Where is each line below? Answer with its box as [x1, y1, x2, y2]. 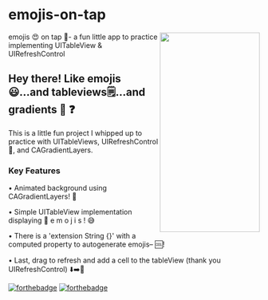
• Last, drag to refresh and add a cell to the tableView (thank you [8, 255, 221, 265]
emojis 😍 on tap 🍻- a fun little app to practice [8, 32, 158, 41]
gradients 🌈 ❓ [8, 103, 76, 116]
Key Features [8, 165, 61, 176]
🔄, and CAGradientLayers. [8, 145, 93, 155]
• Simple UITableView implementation [8, 207, 132, 217]
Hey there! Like [8, 72, 85, 85]
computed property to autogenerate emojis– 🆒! [8, 239, 165, 249]
